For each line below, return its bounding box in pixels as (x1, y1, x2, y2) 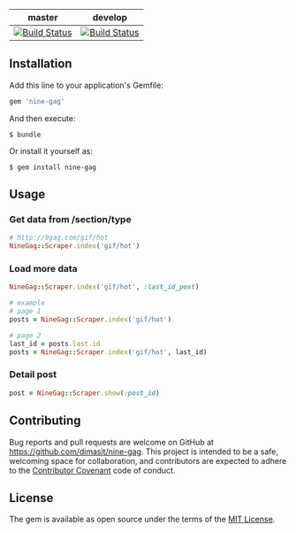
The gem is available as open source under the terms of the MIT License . (9, 514, 276, 525)
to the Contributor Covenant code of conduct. (9, 465, 176, 475)
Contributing (9, 413, 81, 429)
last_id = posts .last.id (9, 339, 101, 348)
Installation (9, 57, 72, 72)
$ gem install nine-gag (9, 163, 97, 172)
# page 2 (9, 331, 42, 340)
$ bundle (9, 130, 42, 139)
